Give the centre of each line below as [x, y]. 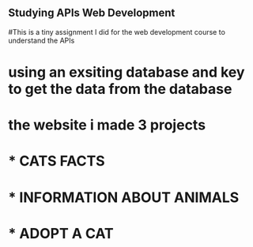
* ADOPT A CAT [61, 233]
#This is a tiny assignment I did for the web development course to [117, 32]
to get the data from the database [120, 89]
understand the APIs [42, 40]
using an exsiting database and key [126, 72]
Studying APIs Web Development [92, 13]
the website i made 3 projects [107, 125]
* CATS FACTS [57, 161]
